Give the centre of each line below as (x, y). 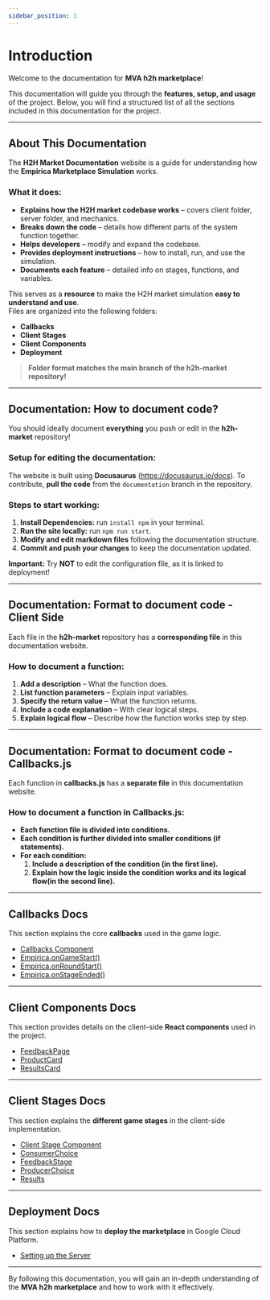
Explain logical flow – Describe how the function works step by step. (134, 718)
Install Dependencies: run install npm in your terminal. (112, 522)
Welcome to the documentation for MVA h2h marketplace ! (106, 78)
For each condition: (53, 856)
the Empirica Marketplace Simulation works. (83, 171)
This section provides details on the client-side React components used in (132, 1026)
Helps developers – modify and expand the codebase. (110, 244)
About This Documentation (78, 143)
